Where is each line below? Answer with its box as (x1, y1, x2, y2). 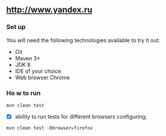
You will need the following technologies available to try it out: (6, 36, 161, 44)
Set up (6, 23, 26, 31)
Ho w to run (6, 88, 41, 97)
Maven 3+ (14, 54, 40, 62)
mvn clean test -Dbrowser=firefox (6, 125, 94, 131)
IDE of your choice (14, 67, 62, 75)
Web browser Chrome (14, 73, 70, 81)
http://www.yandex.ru (6, 5, 92, 15)
